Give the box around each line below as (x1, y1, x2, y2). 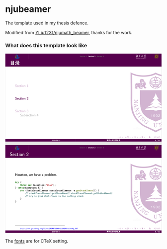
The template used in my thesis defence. (5, 20, 88, 26)
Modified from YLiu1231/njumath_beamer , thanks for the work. (5, 29, 133, 35)
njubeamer (5, 3, 51, 15)
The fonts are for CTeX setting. (5, 238, 69, 244)
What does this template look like (5, 42, 87, 49)
